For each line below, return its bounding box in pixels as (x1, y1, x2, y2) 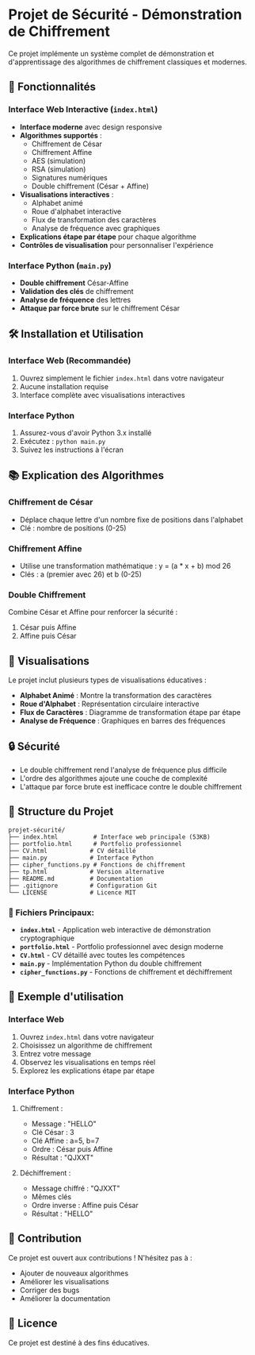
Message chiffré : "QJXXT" (31, 1183, 120, 1193)
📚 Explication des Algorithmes (8, 469, 165, 482)
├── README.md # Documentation (8, 874, 144, 882)
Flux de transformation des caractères (31, 214, 157, 224)
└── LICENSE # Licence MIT (8, 888, 136, 897)
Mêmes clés (31, 1191, 72, 1201)
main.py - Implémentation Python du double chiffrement (19, 959, 202, 968)
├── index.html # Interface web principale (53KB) (8, 832, 211, 841)
